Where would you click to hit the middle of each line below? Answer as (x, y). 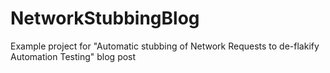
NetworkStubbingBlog (105, 18)
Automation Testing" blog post (73, 56)
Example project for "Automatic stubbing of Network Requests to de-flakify (165, 46)
